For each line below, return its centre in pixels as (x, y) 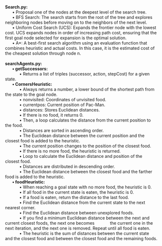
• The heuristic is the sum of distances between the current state (84, 233)
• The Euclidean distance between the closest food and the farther (86, 172)
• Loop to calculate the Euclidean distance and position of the (81, 156)
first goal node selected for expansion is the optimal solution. (66, 38)
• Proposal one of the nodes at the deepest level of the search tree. (79, 12)
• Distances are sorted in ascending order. (61, 131)
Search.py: (16, 7)
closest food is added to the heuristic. (43, 141)
